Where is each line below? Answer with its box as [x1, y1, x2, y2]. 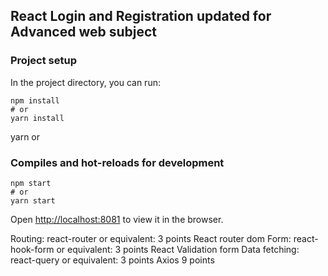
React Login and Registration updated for [10, 8, 272, 25]
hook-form [10, 243, 55, 255]
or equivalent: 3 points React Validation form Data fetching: [56, 243, 300, 255]
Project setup [10, 54, 77, 68]
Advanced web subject [10, 24, 157, 41]
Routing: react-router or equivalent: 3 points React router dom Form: [10, 232, 292, 244]
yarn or [10, 130, 41, 143]
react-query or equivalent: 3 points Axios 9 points [10, 254, 215, 266]
